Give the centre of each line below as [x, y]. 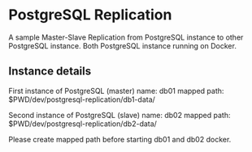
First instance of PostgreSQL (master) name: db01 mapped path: [116, 91]
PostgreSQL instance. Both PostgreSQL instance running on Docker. [123, 45]
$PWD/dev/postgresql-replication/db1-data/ [82, 99]
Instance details [50, 72]
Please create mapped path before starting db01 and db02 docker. [120, 139]
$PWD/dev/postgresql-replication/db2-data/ [83, 124]
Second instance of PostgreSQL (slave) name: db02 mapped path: [119, 115]
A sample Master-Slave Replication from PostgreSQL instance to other [126, 37]
